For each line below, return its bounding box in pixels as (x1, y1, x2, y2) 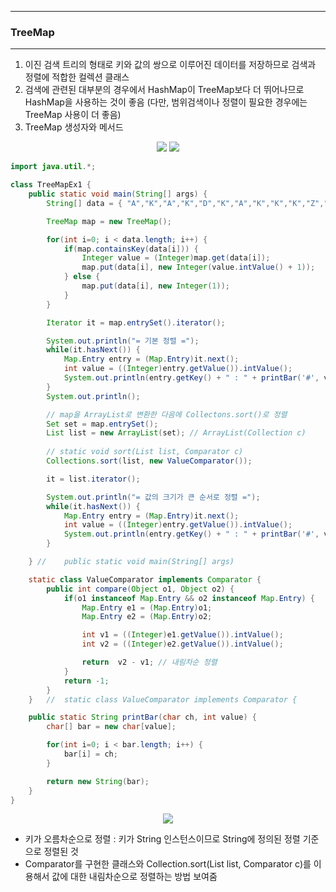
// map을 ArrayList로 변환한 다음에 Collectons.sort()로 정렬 (46, 409, 288, 420)
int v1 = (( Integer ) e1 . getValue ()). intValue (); (81, 630, 284, 640)
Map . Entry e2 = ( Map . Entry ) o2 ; (81, 612, 213, 622)
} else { (63, 272, 101, 282)
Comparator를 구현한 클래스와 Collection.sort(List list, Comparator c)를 (24, 858, 312, 870)
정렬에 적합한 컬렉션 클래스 (24, 71, 130, 83)
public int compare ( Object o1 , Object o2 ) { (46, 584, 235, 594)
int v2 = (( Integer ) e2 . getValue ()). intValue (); (81, 639, 284, 650)
